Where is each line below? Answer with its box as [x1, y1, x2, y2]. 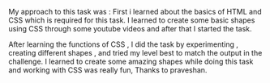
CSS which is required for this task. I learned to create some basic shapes [8, 15, 255, 25]
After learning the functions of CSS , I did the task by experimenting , [8, 39, 239, 49]
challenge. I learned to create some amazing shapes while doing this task [8, 56, 254, 66]
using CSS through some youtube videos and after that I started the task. [8, 24, 253, 33]
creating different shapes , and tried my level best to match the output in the [8, 48, 263, 57]
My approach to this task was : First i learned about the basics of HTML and [8, 7, 262, 16]
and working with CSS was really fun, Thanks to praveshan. [8, 65, 208, 75]
